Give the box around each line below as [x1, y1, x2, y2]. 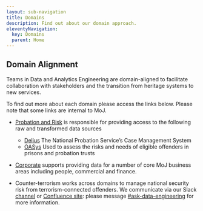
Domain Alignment [6, 59, 78, 70]
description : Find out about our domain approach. [6, 20, 137, 26]
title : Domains [6, 15, 45, 21]
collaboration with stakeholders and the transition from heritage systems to [6, 82, 194, 89]
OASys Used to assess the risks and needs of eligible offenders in [24, 143, 189, 150]
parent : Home [12, 37, 45, 43]
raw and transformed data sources [15, 125, 102, 132]
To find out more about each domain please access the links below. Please [6, 100, 193, 107]
